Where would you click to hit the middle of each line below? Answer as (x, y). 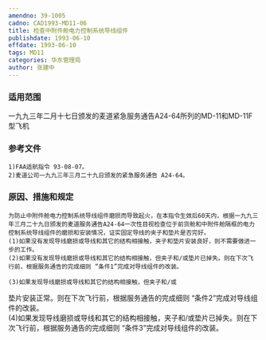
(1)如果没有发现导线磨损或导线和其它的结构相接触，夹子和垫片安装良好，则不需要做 (126, 241)
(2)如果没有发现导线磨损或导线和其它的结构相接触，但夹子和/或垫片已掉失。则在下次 (128, 258)
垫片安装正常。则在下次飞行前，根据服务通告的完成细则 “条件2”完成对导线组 (133, 298)
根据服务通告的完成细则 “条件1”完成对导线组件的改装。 (104, 267)
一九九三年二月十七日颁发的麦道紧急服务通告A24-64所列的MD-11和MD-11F (131, 116)
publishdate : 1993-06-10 (49, 38)
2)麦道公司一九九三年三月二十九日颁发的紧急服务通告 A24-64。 (98, 176)
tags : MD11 (26, 53)
